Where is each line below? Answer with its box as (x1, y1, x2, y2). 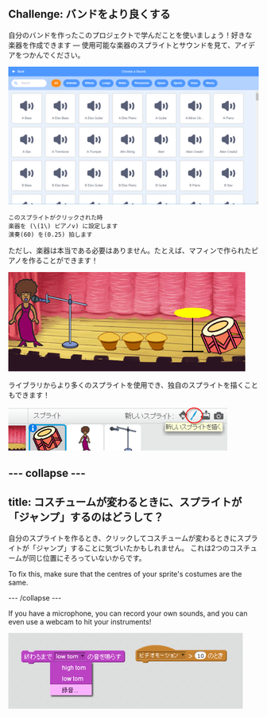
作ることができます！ (28, 256, 99, 266)
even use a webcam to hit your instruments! (8, 617, 152, 626)
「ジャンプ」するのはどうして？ (8, 510, 164, 524)
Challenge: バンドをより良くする (8, 7, 171, 22)
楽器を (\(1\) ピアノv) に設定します (8, 223, 118, 230)
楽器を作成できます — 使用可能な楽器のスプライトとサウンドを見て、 (8, 40, 235, 49)
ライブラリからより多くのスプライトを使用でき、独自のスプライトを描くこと (8, 380, 258, 390)
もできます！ (8, 390, 50, 400)
